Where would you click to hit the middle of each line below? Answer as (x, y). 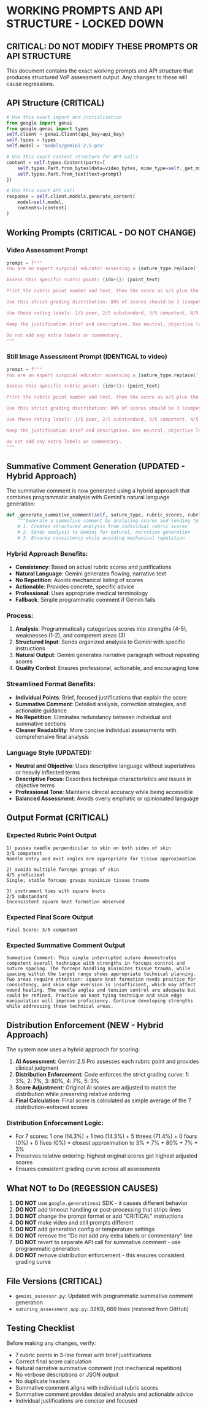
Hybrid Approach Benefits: (47, 553)
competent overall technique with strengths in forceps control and (96, 964)
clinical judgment (37, 1068)
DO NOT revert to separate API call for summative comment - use (98, 1242)
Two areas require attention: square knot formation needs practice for (101, 980)
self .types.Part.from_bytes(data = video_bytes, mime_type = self (98, 168)
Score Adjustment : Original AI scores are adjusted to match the (96, 1088)
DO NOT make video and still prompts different (74, 1223)
